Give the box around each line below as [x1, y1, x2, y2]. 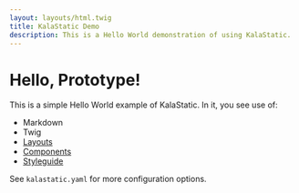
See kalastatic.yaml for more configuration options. [9, 174, 207, 185]
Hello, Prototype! [9, 69, 141, 90]
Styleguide [22, 156, 64, 167]
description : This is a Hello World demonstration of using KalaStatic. [9, 30, 292, 39]
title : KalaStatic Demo [9, 22, 100, 31]
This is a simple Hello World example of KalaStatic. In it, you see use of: [9, 99, 278, 110]
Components [22, 147, 72, 157]
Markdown [22, 117, 64, 128]
